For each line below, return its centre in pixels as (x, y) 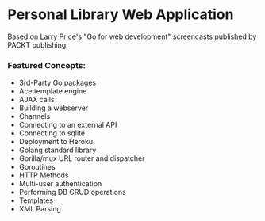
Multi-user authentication (60, 184)
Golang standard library (58, 150)
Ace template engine (53, 91)
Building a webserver (54, 108)
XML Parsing (40, 209)
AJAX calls (36, 100)
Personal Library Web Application (121, 15)
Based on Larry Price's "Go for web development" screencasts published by (132, 36)
